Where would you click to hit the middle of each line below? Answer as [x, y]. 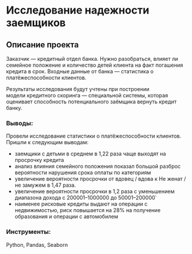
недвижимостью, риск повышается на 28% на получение [87, 210]
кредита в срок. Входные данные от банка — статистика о [80, 71]
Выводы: [20, 123]
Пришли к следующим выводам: [47, 142]
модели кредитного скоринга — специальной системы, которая [87, 95]
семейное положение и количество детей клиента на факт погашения [95, 65]
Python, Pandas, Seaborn [37, 245]
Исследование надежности [78, 10]
